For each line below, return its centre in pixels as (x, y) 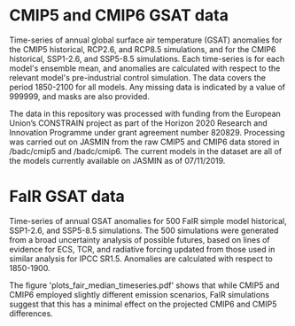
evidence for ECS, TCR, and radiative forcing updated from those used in (142, 249)
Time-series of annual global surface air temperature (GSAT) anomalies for (146, 40)
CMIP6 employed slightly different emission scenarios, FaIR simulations (140, 294)
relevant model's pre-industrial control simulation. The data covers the (137, 77)
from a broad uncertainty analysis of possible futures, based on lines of (140, 239)
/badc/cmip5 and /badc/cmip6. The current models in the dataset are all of (145, 151)
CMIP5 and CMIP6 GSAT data (119, 16)
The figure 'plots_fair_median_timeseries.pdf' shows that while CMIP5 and (144, 285)
